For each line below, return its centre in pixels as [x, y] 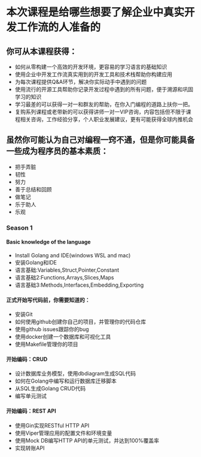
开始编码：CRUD [27, 359]
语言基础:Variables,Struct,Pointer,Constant [67, 270]
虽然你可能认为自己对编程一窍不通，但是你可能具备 [100, 140]
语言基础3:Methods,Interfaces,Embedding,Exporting [79, 285]
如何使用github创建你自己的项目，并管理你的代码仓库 [80, 322]
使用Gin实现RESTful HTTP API [52, 425]
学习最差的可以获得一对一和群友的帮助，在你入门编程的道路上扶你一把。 [104, 104]
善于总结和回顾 [33, 189]
